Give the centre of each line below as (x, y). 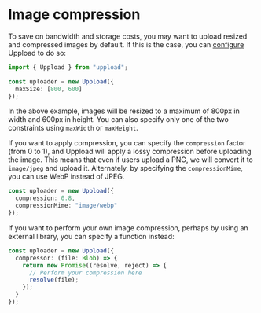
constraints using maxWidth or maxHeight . (74, 128)
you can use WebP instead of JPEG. (66, 177)
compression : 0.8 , (46, 198)
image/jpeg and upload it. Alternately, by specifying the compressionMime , (126, 168)
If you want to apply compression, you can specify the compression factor (127, 143)
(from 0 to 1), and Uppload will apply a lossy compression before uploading (130, 152)
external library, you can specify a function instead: (91, 236)
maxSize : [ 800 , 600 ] (49, 89)
